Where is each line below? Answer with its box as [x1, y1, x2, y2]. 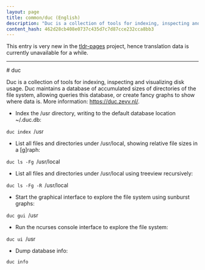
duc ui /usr [6, 235, 36, 243]
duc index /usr [6, 128, 44, 135]
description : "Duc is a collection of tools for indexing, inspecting [6, 20, 190, 26]
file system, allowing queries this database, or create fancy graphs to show [6, 91, 195, 99]
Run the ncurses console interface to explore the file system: [15, 224, 168, 231]
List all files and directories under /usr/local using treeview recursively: [15, 170, 193, 177]
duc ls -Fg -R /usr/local [6, 182, 68, 189]
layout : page [6, 9, 40, 15]
